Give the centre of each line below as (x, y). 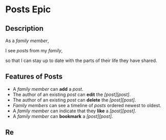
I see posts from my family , (34, 51)
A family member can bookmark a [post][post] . (63, 116)
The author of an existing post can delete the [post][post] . (74, 100)
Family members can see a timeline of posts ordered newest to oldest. (87, 105)
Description (24, 28)
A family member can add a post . (48, 89)
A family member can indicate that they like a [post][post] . (75, 111)
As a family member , (27, 41)
